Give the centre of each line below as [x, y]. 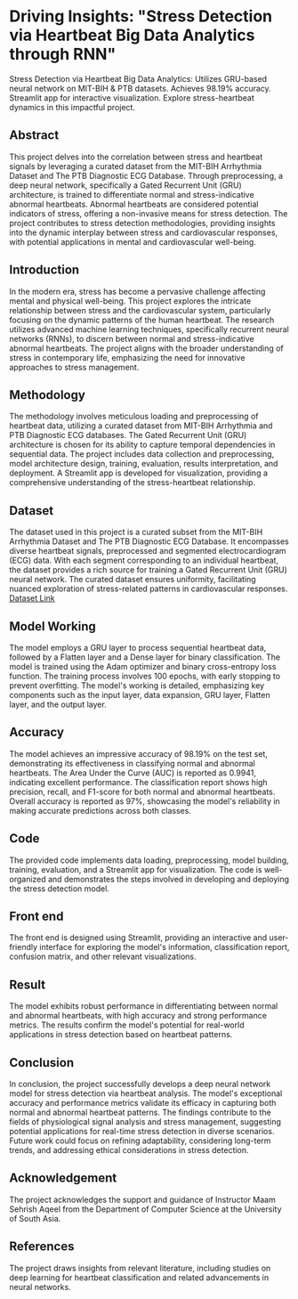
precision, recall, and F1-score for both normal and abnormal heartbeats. [142, 792]
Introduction [44, 270]
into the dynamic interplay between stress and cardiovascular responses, [144, 232]
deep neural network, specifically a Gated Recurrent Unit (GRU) [125, 185]
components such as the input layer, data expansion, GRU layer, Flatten [140, 695]
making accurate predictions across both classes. [100, 810]
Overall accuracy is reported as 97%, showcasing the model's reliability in [145, 801]
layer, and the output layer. [58, 704]
